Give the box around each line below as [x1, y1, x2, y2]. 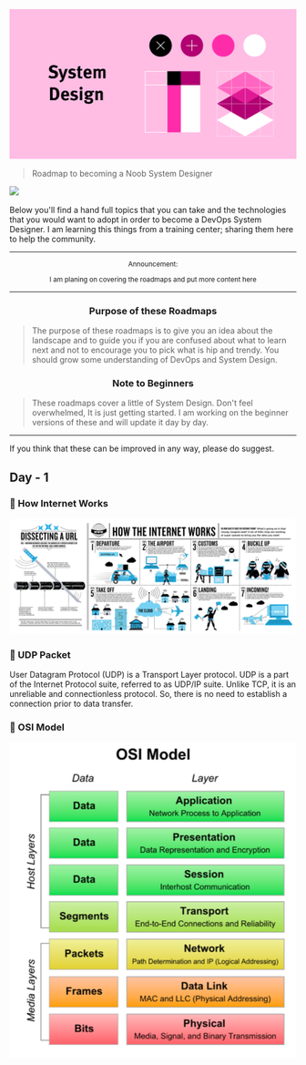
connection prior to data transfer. [9, 698, 134, 710]
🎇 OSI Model [9, 721, 66, 733]
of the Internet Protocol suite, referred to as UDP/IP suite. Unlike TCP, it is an [9, 679, 297, 690]
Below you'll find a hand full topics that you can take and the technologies [9, 205, 287, 216]
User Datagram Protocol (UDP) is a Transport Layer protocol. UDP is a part [9, 670, 290, 681]
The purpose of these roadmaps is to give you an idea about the [31, 325, 273, 336]
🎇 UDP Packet [9, 648, 71, 661]
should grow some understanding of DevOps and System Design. [31, 354, 278, 365]
